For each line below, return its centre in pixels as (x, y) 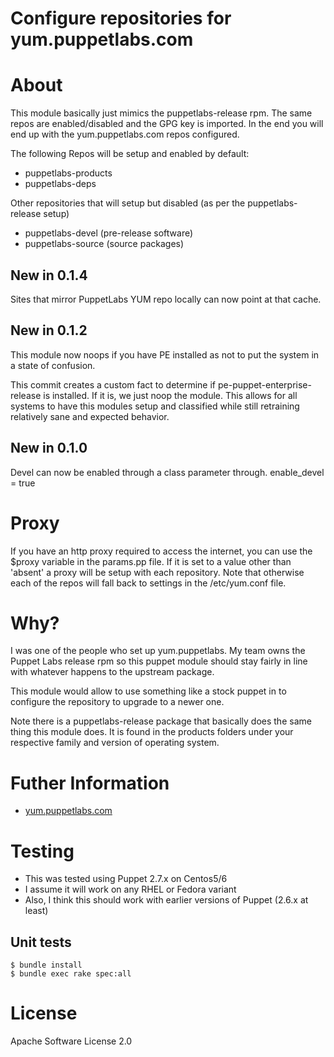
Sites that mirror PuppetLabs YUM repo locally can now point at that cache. (166, 299)
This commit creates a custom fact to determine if (113, 384)
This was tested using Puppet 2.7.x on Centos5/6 (126, 879)
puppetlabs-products (68, 173)
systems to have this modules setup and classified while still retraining (155, 406)
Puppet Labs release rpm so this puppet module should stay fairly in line (159, 661)
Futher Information (90, 783)
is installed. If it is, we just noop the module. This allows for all (170, 395)
